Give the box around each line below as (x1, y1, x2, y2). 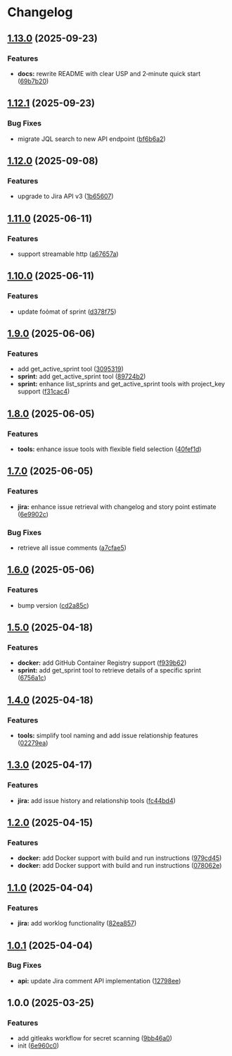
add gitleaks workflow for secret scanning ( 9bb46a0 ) (17, 1034, 172, 1043)
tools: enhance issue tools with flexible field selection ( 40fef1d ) (17, 445, 202, 453)
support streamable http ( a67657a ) (17, 250, 119, 258)
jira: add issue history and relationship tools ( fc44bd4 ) (17, 796, 176, 804)
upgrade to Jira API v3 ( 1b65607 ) (17, 192, 114, 201)
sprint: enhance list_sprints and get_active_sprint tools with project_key (17, 380, 225, 388)
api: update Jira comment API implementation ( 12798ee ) (17, 976, 181, 985)
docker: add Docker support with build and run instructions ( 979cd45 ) (17, 854, 222, 862)
